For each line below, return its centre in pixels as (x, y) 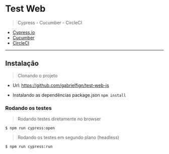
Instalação (22, 63)
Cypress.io (24, 32)
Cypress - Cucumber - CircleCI (50, 23)
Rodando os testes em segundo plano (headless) (68, 137)
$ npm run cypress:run (29, 147)
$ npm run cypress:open (30, 128)
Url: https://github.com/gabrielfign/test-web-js (61, 85)
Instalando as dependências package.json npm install (69, 95)
